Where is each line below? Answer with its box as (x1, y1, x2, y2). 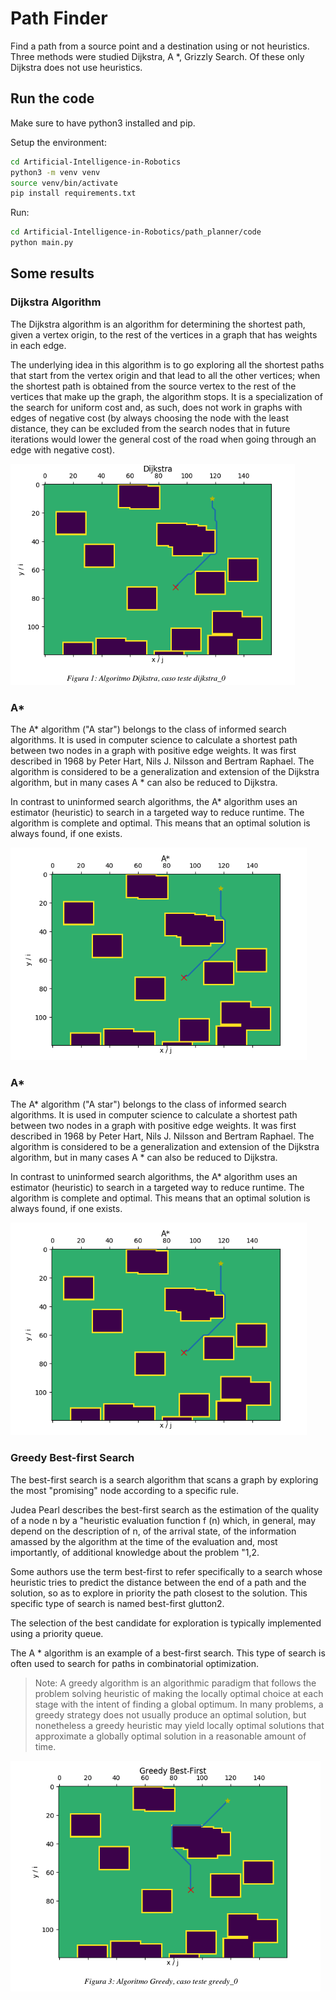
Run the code (10, 90, 95, 107)
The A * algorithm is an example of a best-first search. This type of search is (10, 1647, 326, 1659)
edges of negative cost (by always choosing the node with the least (10, 412, 289, 424)
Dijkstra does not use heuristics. (10, 61, 143, 73)
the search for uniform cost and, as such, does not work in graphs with (10, 401, 303, 413)
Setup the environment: (10, 136, 107, 148)
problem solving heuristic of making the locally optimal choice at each (34, 1687, 324, 1699)
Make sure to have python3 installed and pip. (10, 117, 196, 129)
